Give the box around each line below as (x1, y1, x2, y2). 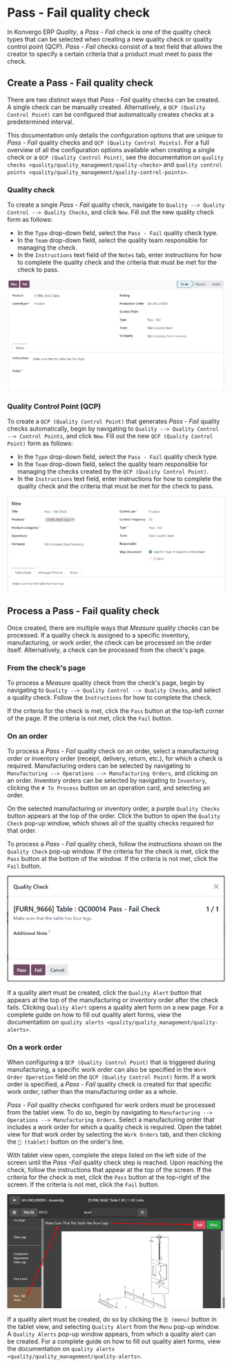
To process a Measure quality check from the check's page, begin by (7, 679, 205, 687)
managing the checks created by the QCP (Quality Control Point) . (17, 467, 209, 476)
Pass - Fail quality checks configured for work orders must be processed (7, 1101, 215, 1109)
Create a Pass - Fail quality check (7, 77, 154, 89)
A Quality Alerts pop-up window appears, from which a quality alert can (7, 1330, 216, 1338)
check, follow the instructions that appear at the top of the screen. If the (7, 1165, 212, 1173)
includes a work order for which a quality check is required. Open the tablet (7, 1122, 222, 1131)
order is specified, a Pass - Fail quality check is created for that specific (7, 1080, 212, 1088)
